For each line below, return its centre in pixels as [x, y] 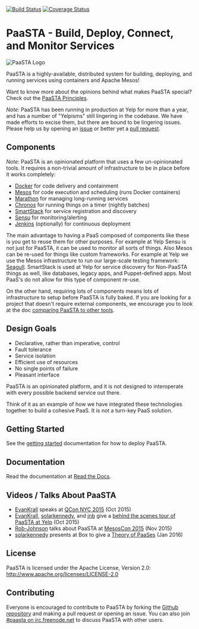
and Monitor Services [60, 46]
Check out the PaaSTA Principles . [47, 98]
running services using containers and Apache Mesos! [73, 80]
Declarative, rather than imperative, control [67, 343]
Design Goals [31, 329]
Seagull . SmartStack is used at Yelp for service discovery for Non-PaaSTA [97, 267]
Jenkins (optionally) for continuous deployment [72, 224]
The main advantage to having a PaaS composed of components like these [98, 235]
